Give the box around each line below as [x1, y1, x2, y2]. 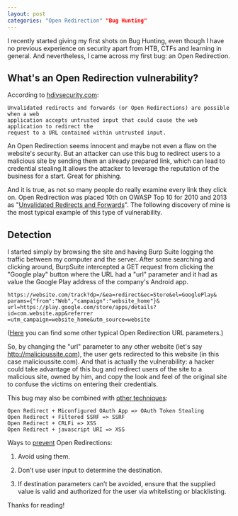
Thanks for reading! [7, 501, 65, 510]
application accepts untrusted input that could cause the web [7, 117, 198, 124]
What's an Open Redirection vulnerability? [7, 72, 199, 84]
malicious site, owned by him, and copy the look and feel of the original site [7, 373, 227, 381]
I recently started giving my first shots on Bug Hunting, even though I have [7, 36, 225, 45]
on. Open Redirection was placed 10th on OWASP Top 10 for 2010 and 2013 [7, 193, 227, 202]
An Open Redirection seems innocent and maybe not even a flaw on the [7, 142, 217, 150]
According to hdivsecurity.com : [7, 91, 99, 99]
